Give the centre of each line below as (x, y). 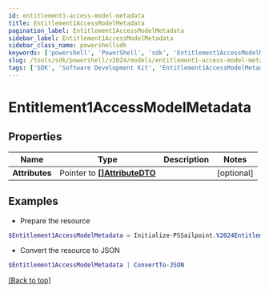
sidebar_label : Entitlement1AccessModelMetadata (91, 38)
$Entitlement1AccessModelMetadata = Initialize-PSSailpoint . (112, 235)
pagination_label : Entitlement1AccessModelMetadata (96, 30)
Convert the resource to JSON (70, 251)
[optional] (235, 173)
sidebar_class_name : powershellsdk (68, 46)
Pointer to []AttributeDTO (108, 173)
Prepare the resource (55, 220)
